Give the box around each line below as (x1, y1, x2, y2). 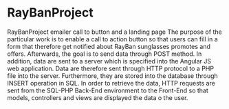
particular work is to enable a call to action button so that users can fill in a (7, 34, 218, 43)
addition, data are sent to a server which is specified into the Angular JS (7, 57, 212, 65)
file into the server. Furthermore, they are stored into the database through (7, 71, 218, 80)
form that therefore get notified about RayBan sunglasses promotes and (7, 42, 211, 50)
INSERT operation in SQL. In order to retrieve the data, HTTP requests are (7, 79, 215, 87)
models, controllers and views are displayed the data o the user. (7, 93, 188, 101)
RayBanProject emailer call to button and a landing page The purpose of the (7, 28, 222, 36)
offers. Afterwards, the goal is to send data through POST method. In (7, 50, 202, 58)
